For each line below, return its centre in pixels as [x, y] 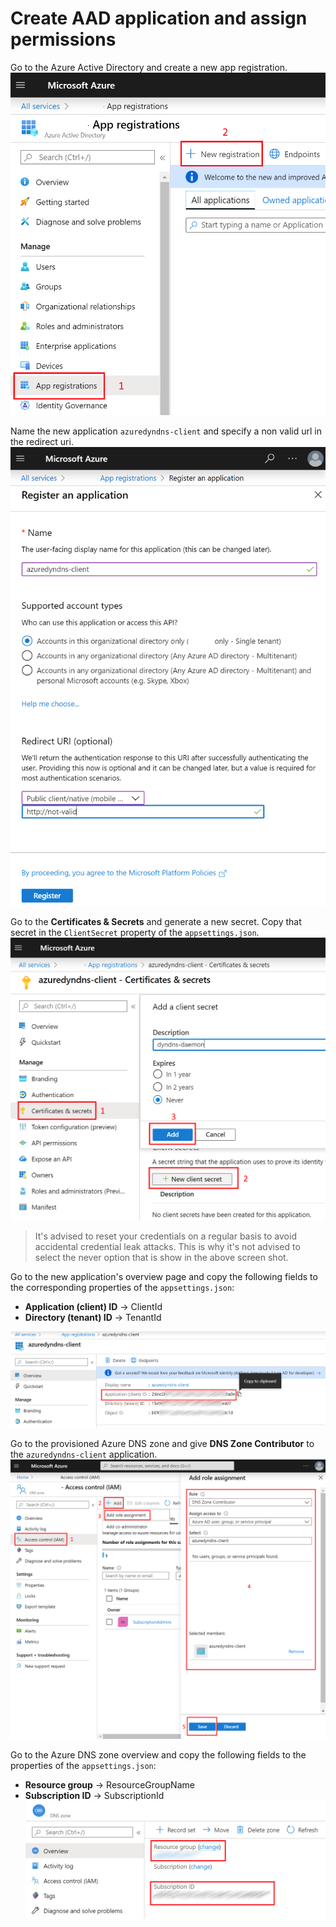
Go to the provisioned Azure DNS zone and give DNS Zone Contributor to [162, 1444]
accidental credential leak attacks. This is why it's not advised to [167, 1246]
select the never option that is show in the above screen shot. [161, 1257]
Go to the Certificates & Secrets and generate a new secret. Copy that [156, 922]
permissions [63, 39]
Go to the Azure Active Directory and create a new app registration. [149, 67]
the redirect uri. [42, 442]
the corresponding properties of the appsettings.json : [122, 1287]
